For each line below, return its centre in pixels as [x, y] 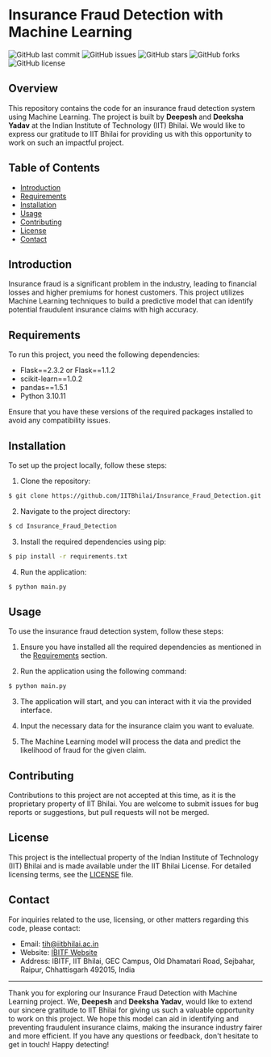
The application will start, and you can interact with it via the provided [135, 702]
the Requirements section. [63, 656]
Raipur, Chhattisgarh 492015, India [77, 970]
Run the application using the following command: [103, 671]
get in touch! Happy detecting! [59, 1044]
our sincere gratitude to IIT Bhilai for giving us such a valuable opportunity [131, 1010]
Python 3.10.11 [43, 396]
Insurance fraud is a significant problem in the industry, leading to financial [132, 284]
